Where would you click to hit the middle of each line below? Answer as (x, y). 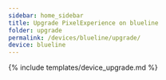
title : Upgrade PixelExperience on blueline (83, 23)
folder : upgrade (35, 30)
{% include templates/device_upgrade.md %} (83, 67)
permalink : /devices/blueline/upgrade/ (75, 38)
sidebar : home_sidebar (46, 15)
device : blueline (37, 45)
